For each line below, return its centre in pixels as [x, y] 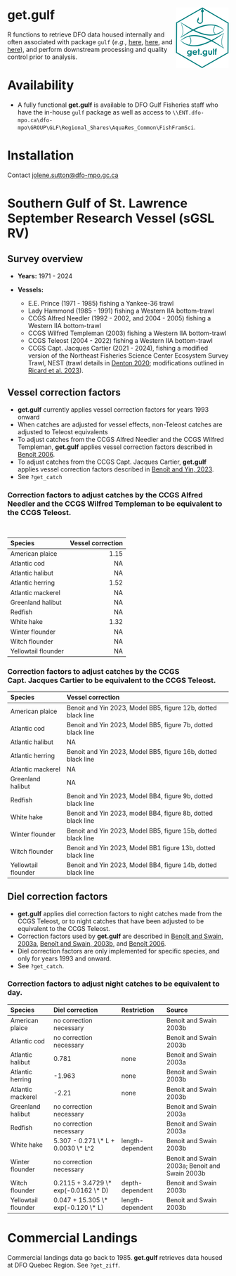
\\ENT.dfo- [188, 112]
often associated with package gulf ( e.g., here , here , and [90, 41]
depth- [132, 1183]
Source [177, 1010]
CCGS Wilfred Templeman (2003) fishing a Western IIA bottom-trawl [127, 333]
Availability [41, 85]
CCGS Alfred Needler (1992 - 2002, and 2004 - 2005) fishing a [119, 318]
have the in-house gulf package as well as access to [94, 112]
